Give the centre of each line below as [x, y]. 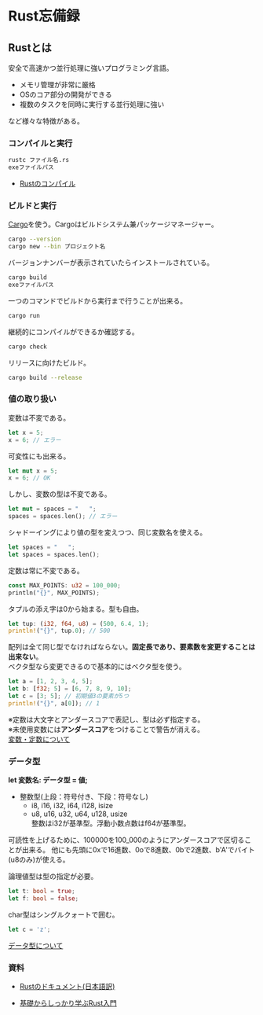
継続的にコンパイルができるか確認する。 [73, 332]
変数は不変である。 [39, 417]
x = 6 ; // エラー [35, 440]
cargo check [27, 347]
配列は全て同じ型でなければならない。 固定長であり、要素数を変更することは [132, 647]
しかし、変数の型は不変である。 [60, 494]
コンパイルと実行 [40, 143]
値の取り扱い [33, 399]
